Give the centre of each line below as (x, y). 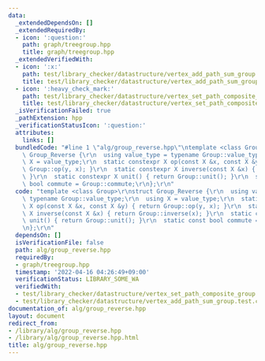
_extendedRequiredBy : (51, 30)
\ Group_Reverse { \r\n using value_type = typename (111, 154)
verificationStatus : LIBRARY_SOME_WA (77, 279)
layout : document (37, 316)
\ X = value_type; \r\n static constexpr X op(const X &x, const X (135, 162)
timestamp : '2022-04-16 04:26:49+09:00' (82, 272)
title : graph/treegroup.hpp (68, 52)
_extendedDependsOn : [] (54, 23)
